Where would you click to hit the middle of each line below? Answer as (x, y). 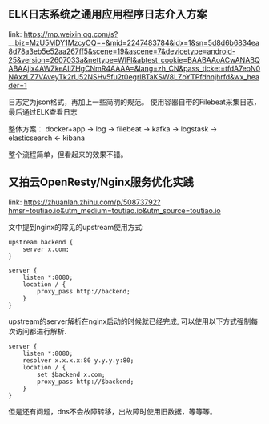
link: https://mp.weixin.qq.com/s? (63, 34)
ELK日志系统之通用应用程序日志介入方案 (108, 14)
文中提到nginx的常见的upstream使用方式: (76, 227)
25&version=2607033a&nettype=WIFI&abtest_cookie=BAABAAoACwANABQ (134, 59)
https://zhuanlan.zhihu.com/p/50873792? (92, 202)
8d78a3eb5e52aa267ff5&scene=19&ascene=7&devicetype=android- (122, 51)
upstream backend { (41, 242)
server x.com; (46, 249)
